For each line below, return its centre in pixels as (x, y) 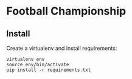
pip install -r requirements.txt (49, 70)
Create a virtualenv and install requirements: (62, 48)
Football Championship (66, 11)
